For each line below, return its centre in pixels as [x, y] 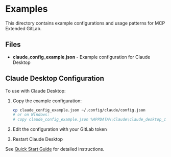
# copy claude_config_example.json [51, 120]
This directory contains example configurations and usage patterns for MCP [85, 23]
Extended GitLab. [23, 28]
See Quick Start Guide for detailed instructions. [55, 149]
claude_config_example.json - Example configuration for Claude [81, 57]
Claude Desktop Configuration [55, 78]
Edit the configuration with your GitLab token [60, 129]
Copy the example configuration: [47, 101]
